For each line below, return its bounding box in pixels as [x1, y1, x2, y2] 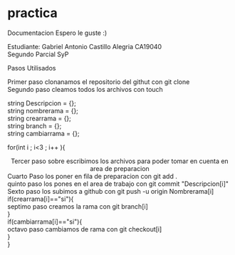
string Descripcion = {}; [7, 98, 76, 108]
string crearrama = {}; [7, 114, 71, 123]
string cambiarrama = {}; [7, 129, 80, 137]
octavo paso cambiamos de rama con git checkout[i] [7, 224, 162, 233]
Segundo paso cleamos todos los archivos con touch [7, 85, 164, 93]
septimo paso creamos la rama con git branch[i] [7, 202, 148, 211]
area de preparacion [90, 164, 150, 172]
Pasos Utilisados [7, 63, 56, 72]
